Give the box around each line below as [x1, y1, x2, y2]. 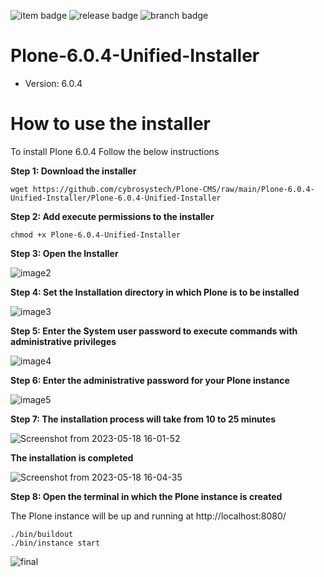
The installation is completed [10, 451, 134, 464]
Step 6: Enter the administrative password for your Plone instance [10, 374, 290, 386]
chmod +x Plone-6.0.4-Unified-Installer [10, 230, 182, 240]
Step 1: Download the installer [10, 165, 137, 177]
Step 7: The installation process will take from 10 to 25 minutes [10, 413, 276, 425]
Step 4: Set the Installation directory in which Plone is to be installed [10, 286, 300, 298]
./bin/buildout [10, 529, 74, 539]
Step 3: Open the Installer [10, 247, 119, 259]
